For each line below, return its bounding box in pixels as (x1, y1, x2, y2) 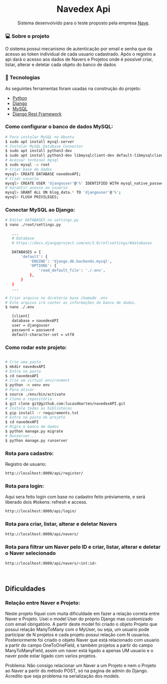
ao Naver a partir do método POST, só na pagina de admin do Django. (5, 668, 148, 674)
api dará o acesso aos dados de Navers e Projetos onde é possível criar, (5, 56, 153, 63)
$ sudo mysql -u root (5, 163, 50, 168)
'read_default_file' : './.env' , (38, 268, 106, 273)
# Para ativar (5, 387, 35, 392)
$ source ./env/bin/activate (5, 392, 66, 397)
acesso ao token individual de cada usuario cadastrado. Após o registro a (5, 51, 156, 57)
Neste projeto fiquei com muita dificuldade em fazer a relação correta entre (5, 610, 160, 617)
